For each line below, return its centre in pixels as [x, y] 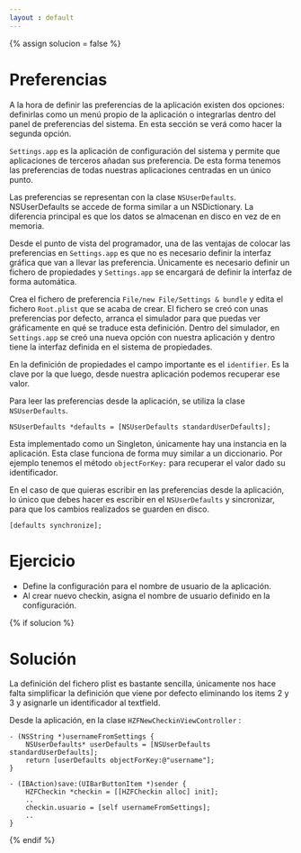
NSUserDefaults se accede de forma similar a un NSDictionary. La [132, 206]
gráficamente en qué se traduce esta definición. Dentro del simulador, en [145, 327]
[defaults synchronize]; [56, 525]
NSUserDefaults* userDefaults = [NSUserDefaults [118, 745]
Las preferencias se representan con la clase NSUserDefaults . [123, 197]
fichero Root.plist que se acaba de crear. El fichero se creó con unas [139, 308]
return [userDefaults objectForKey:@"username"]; [120, 761]
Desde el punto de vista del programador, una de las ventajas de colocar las [150, 243]
